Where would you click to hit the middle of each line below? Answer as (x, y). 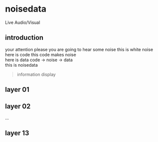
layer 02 (18, 106)
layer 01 (17, 90)
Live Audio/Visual (23, 22)
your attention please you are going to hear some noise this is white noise (79, 49)
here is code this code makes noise (41, 54)
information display (36, 74)
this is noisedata (21, 65)
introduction (24, 38)
